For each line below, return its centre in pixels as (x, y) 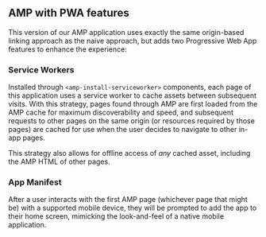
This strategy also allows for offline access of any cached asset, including (129, 153)
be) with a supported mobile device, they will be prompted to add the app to (133, 208)
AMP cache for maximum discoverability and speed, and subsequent (121, 113)
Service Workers (41, 69)
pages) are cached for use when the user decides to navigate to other (123, 130)
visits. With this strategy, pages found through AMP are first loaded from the (133, 104)
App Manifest (35, 182)
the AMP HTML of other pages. (59, 161)
